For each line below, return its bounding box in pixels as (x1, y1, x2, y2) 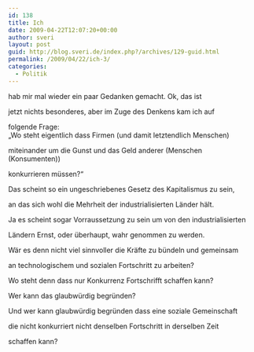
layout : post (8, 41, 51, 49)
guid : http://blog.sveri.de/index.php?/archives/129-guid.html (8, 48, 220, 56)
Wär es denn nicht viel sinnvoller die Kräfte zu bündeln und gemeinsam (8, 245, 238, 255)
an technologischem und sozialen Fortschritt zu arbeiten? (8, 260, 194, 269)
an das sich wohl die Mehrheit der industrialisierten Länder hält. (8, 200, 215, 209)
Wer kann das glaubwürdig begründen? (8, 291, 136, 300)
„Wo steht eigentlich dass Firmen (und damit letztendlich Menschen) (8, 130, 230, 140)
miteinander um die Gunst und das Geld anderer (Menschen (8, 145, 203, 155)
